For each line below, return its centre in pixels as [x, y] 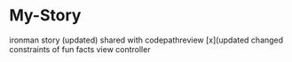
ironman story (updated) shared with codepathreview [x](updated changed [146, 40]
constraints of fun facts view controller [80, 49]
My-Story [45, 15]
